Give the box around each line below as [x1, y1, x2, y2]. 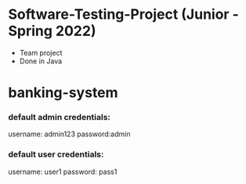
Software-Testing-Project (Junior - [8, 5, 239, 23]
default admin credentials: [8, 112, 111, 123]
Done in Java [19, 56, 63, 66]
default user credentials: [8, 149, 104, 160]
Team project [19, 48, 63, 57]
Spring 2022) [8, 22, 96, 40]
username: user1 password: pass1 [8, 167, 118, 176]
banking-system [8, 84, 119, 102]
